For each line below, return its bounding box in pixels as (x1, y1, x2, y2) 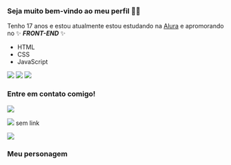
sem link (15, 119, 40, 127)
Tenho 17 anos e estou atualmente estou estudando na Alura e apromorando (7, 22, 224, 30)
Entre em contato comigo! (7, 89, 96, 99)
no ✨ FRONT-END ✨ (7, 29, 66, 37)
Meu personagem (7, 148, 68, 158)
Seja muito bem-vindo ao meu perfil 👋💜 (7, 6, 141, 16)
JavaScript (17, 58, 48, 66)
